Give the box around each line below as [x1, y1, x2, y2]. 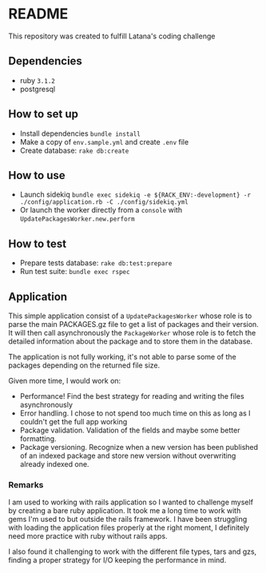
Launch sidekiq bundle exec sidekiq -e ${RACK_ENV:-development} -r [19, 189, 252, 200]
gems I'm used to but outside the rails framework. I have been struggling [8, 515, 248, 524]
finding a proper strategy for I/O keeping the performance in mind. [8, 555, 227, 565]
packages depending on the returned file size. [8, 360, 161, 370]
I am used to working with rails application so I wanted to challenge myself [8, 497, 254, 507]
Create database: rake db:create [19, 145, 129, 155]
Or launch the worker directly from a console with [19, 205, 182, 215]
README [8, 5, 69, 23]
